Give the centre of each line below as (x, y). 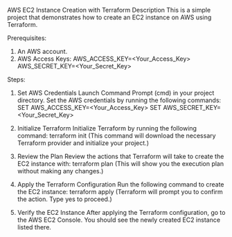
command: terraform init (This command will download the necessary (116, 135)
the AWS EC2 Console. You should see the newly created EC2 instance (118, 220)
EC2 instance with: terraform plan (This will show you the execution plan (120, 164)
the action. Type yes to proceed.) (64, 199)
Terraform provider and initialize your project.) (83, 143)
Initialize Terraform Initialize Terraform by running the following (107, 128)
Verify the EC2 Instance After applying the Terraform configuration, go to (121, 212)
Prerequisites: (27, 38)
